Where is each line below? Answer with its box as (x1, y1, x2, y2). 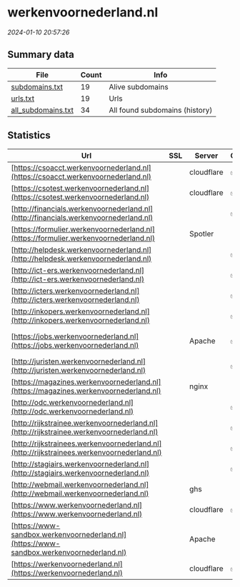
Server (194, 151, 219, 161)
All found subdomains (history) (109, 105, 213, 115)
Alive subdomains (109, 81, 169, 91)
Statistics (7, 129, 51, 141)
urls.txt (11, 94, 34, 104)
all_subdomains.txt (11, 105, 74, 115)
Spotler (189, 229, 214, 239)
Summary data (7, 49, 75, 61)
